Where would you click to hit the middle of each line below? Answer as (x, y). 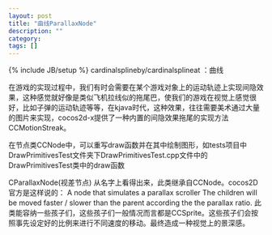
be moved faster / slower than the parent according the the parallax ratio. (130, 203)
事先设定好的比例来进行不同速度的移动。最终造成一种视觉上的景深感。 (132, 223)
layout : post (30, 16)
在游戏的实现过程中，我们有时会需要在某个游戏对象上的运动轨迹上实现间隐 (132, 88)
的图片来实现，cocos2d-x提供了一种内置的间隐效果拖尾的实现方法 (119, 117)
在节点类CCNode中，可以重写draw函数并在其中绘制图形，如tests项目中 (128, 145)
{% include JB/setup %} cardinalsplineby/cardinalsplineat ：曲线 (116, 70)
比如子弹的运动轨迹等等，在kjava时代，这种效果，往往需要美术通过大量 (141, 108)
